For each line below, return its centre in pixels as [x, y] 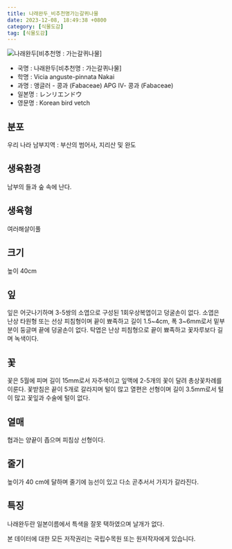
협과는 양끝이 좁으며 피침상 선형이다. [56, 439]
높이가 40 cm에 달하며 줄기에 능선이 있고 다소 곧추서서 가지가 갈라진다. [103, 482]
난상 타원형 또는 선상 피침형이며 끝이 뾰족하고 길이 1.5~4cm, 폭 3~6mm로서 [110, 321]
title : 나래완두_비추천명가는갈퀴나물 [53, 14]
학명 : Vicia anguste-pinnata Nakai [66, 77]
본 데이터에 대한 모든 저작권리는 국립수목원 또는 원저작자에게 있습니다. [101, 539]
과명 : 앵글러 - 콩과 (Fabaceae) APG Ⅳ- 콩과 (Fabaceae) [95, 86]
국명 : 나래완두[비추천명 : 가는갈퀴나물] [69, 68]
